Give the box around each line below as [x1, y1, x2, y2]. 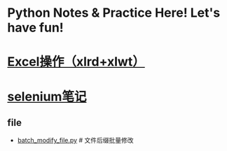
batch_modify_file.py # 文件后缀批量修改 [17, 136, 134, 145]
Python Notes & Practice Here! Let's [7, 5, 221, 21]
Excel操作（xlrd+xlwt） [7, 54, 145, 70]
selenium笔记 [7, 89, 87, 104]
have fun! [7, 20, 64, 36]
